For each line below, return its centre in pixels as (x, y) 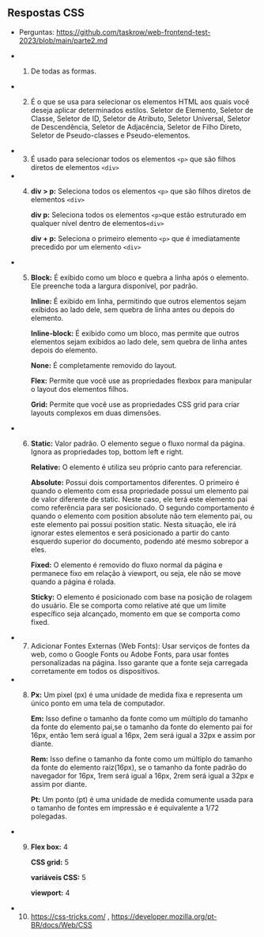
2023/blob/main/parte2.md (63, 40)
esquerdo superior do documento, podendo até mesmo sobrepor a (140, 541)
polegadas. (49, 816)
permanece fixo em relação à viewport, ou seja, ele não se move (136, 573)
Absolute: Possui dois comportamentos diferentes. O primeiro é (135, 482)
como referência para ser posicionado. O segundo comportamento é (142, 507)
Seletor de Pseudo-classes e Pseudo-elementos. (110, 135)
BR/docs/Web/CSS (61, 924)
